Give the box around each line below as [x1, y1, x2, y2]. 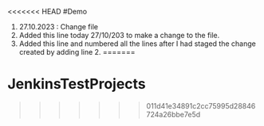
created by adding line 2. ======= [18, 48, 136, 56]
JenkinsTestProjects [7, 75, 147, 94]
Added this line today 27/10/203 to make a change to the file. [18, 31, 220, 40]
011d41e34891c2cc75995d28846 [146, 101, 256, 110]
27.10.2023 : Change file [18, 22, 99, 31]
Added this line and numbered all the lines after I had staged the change [18, 39, 256, 48]
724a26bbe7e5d [146, 109, 201, 119]
